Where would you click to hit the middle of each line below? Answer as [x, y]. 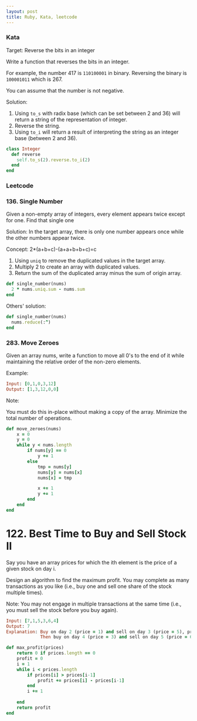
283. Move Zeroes [33, 342]
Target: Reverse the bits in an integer [51, 50]
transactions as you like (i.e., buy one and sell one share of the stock [89, 586]
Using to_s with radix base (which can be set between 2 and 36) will [97, 113]
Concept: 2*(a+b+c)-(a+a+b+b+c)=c [51, 249]
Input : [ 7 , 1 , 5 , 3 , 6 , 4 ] [33, 621]
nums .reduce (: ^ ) [31, 322]
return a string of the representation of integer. [71, 119]
